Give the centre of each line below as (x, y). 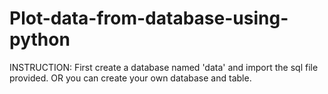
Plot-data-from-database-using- (149, 18)
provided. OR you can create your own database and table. (130, 78)
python (40, 39)
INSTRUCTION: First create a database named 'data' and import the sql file (164, 67)
